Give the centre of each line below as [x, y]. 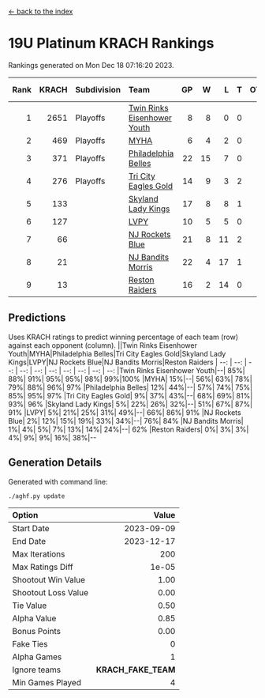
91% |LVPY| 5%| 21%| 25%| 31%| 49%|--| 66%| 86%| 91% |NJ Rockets [125, 412]
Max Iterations [39, 554]
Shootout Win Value [49, 579]
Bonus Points [37, 631]
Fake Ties [30, 643]
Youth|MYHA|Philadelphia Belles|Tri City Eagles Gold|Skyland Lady [117, 353]
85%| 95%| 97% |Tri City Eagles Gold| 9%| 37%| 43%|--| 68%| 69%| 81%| [131, 395]
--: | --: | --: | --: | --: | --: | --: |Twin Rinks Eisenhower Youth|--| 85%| [132, 370]
